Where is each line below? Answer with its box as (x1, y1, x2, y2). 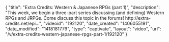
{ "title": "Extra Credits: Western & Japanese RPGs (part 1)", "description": (5, 5, 160, 10)
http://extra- (125, 15, 151, 21)
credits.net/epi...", (5, 20, 42, 26)
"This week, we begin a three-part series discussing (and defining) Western (5, 10, 164, 16)
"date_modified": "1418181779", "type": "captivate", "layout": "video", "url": (5, 26, 161, 32)
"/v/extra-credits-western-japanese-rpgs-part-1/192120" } (5, 31, 128, 37)
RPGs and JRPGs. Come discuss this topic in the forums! (5, 15, 124, 21)
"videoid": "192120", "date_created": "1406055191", (43, 20, 151, 26)
